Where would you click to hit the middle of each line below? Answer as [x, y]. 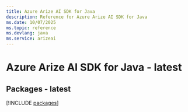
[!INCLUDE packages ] [32, 103]
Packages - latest [39, 89]
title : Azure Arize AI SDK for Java [51, 11]
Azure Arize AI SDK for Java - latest [94, 67]
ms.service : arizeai [31, 38]
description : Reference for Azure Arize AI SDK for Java [77, 17]
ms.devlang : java [27, 33]
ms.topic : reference [31, 28]
